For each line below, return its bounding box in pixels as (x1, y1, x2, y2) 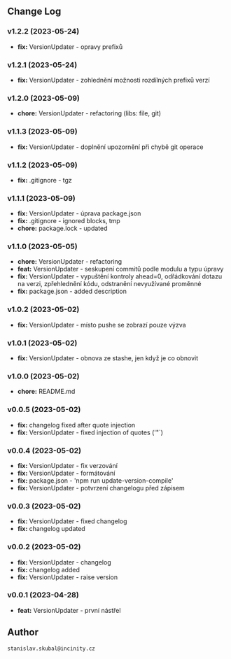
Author (7, 626, 38, 639)
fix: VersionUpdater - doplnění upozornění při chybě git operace (17, 143, 204, 151)
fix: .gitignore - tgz (17, 176, 72, 184)
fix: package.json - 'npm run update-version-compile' (17, 476, 174, 485)
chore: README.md (17, 388, 76, 396)
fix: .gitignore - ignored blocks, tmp (17, 217, 120, 225)
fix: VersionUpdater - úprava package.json (17, 209, 141, 218)
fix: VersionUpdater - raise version (17, 573, 118, 581)
